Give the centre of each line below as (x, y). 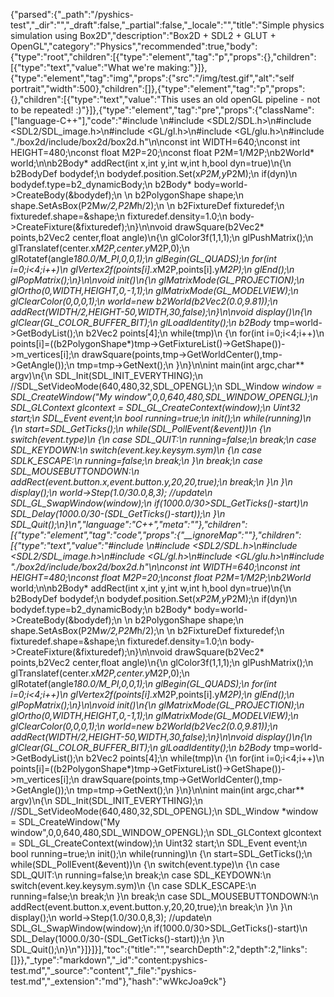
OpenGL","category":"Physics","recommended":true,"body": (134, 46)
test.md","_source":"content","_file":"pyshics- (103, 970)
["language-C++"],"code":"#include (84, 120)
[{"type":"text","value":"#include (77, 545)
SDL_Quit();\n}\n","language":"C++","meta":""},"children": (129, 524)
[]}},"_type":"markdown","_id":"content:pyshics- (109, 960)
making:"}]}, (182, 67)
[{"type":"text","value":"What (70, 67)
